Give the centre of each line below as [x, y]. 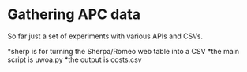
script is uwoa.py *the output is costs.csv [75, 59]
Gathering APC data [74, 14]
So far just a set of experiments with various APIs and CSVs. [105, 36]
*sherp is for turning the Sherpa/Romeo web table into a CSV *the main [123, 51]
